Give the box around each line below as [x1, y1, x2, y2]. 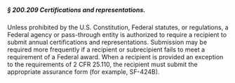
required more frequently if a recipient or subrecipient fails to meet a [7, 45, 206, 54]
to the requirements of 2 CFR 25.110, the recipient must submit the [7, 60, 198, 68]
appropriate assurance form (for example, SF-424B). [7, 67, 160, 76]
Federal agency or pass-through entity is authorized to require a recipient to [7, 30, 227, 38]
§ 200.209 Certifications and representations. [7, 6, 146, 14]
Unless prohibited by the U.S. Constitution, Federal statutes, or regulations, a [7, 23, 229, 31]
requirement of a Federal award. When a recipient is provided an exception [7, 52, 224, 61]
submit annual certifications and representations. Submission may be [7, 38, 208, 46]
